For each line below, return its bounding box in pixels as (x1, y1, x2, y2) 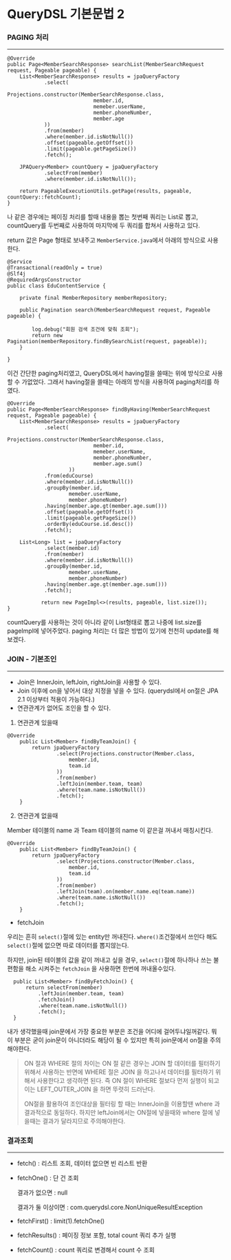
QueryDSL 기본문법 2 (7, 6, 125, 22)
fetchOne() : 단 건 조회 (16, 1174, 79, 1182)
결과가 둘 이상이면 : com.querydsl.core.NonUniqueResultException (16, 1203, 203, 1212)
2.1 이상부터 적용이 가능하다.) (16, 695, 95, 703)
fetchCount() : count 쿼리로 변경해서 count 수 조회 (16, 1246, 155, 1254)
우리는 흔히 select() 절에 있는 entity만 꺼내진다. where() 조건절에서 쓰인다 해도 (7, 932, 218, 941)
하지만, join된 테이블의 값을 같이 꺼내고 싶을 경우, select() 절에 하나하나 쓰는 (7, 955, 212, 964)
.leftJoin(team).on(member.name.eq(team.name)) (56, 888, 195, 895)
